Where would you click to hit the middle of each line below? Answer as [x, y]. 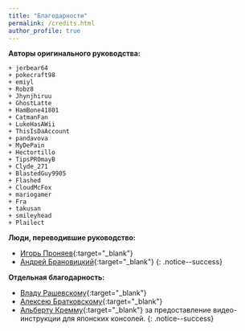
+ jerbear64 [28, 68]
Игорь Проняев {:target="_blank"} [77, 253]
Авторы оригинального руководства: [74, 54]
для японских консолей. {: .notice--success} [138, 319]
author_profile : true [45, 31]
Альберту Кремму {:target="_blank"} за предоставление [115, 310]
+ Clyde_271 [28, 167]
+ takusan [25, 209]
